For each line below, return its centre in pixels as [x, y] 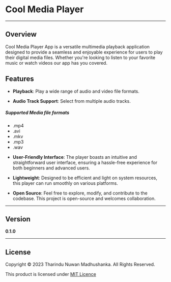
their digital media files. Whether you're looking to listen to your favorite [80, 58]
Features [20, 79]
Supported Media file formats [37, 112]
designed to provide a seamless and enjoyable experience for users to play [84, 52]
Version [18, 219]
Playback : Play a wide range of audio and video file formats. [76, 91]
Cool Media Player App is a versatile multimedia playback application [78, 46]
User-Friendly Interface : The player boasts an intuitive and [75, 157]
